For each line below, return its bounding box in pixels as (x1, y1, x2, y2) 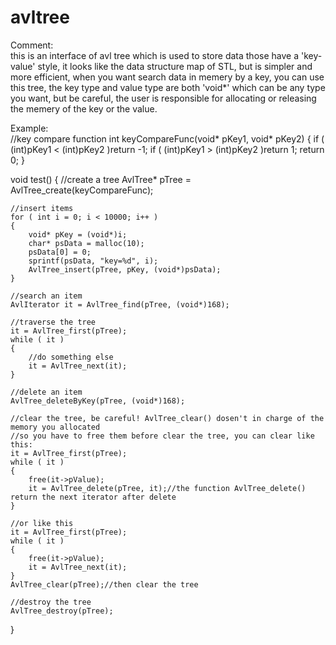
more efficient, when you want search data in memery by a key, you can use (10, 71, 325, 83)
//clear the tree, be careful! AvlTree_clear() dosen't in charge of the (10, 413, 325, 423)
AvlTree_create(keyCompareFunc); (10, 184, 154, 196)
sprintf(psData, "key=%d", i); (28, 256, 159, 266)
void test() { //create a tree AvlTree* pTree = (10, 173, 192, 185)
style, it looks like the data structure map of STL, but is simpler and (37, 60, 313, 72)
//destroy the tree (10, 597, 92, 607)
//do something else (28, 352, 114, 362)
